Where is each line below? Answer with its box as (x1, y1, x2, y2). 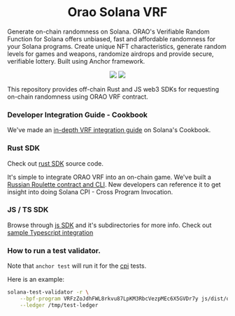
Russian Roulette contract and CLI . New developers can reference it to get (7, 180, 222, 189)
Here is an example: (7, 275, 65, 284)
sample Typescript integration (7, 228, 94, 236)
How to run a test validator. (7, 245, 101, 255)
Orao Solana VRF (67, 4, 168, 20)
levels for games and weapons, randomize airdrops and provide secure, (7, 50, 215, 58)
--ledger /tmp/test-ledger (20, 301, 99, 308)
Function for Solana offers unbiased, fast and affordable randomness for (7, 34, 215, 43)
